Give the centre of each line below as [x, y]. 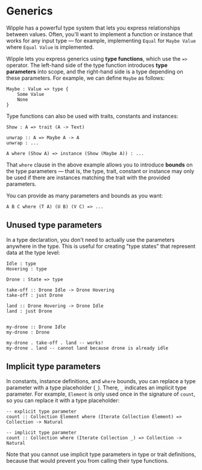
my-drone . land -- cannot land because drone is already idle [87, 348]
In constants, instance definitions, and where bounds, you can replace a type [101, 381]
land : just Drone [29, 311]
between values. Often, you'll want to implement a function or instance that [99, 34]
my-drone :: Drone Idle [36, 327]
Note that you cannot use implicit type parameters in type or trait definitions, [101, 454]
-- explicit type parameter [42, 411]
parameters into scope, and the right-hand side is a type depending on [95, 71]
